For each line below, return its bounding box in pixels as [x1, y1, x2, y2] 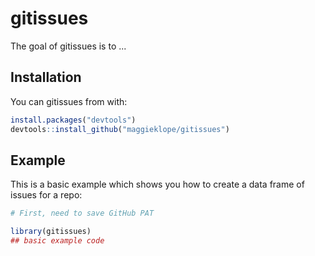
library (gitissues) [10, 227, 92, 237]
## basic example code [10, 236, 105, 246]
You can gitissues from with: [10, 95, 128, 107]
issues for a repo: [10, 189, 83, 201]
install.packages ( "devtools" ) [10, 115, 137, 125]
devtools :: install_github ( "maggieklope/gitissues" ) [10, 124, 230, 134]
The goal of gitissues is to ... [10, 40, 127, 52]
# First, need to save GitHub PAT [10, 208, 155, 219]
